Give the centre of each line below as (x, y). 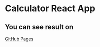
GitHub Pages (19, 39)
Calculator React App (50, 9)
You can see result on (39, 27)
